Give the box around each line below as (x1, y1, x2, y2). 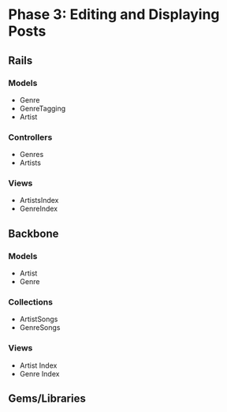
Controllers (8, 132, 53, 143)
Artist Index (19, 361, 58, 370)
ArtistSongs (19, 314, 58, 324)
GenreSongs (19, 323, 61, 332)
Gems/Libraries (8, 392, 87, 406)
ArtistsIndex (19, 196, 59, 205)
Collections (8, 297, 54, 308)
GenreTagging (19, 103, 66, 113)
